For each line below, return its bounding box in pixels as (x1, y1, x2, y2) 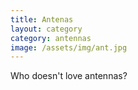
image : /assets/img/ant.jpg (10, 42, 128, 53)
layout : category (10, 24, 83, 34)
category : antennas (10, 33, 92, 43)
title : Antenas (10, 14, 74, 25)
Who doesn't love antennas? (10, 70, 128, 82)
